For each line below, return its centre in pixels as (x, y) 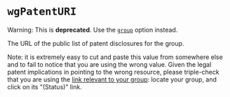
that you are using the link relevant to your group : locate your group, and (112, 79)
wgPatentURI (42, 12)
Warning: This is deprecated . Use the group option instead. (93, 30)
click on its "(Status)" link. (45, 86)
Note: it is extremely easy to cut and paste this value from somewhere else (115, 57)
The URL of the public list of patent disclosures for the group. (96, 43)
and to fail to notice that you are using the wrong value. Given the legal (109, 64)
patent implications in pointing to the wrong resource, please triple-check (113, 72)
